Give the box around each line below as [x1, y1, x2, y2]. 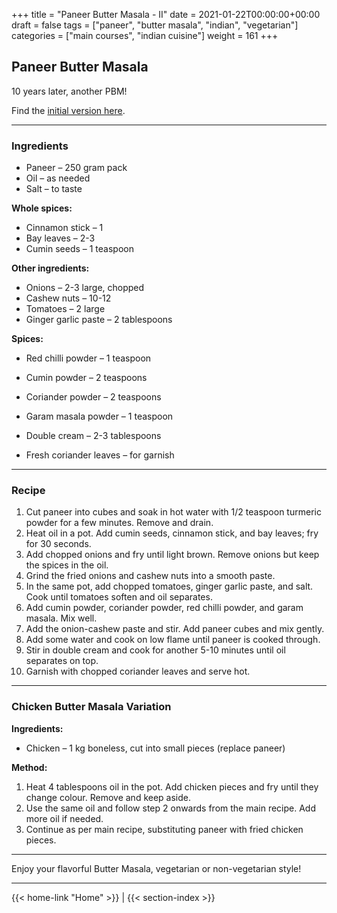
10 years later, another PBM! [11, 85, 128, 97]
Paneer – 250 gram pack [25, 162, 128, 174]
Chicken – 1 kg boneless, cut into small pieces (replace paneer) [25, 742, 286, 754]
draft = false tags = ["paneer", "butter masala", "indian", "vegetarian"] [11, 19, 299, 31]
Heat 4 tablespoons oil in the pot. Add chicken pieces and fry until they [25, 780, 319, 793]
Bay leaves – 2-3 [25, 232, 96, 244]
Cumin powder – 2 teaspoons [25, 372, 148, 384]
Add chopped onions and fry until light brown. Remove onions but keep [25, 549, 320, 561]
